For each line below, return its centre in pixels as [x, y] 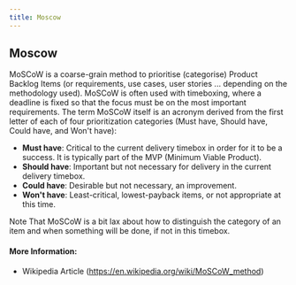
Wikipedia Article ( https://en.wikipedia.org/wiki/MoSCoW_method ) [143, 271]
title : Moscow [35, 17]
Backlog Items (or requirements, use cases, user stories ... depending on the [148, 84]
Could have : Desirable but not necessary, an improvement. [129, 186]
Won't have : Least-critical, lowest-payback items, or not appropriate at [151, 195]
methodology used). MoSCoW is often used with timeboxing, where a [136, 93]
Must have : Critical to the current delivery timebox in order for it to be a [152, 148]
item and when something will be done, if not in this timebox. [120, 231]
